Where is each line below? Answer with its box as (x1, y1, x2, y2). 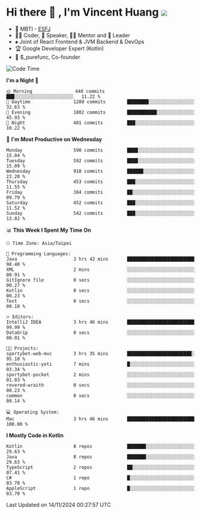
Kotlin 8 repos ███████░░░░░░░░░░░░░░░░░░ (6, 443, 195, 449)
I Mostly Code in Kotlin (6, 432, 64, 439)
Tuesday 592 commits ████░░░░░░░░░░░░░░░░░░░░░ (6, 157, 195, 164)
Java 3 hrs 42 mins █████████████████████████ (6, 256, 195, 262)
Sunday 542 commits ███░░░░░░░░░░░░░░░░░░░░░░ (6, 210, 195, 216)
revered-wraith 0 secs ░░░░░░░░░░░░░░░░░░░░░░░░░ (6, 382, 195, 388)
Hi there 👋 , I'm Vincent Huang (6, 5, 159, 19)
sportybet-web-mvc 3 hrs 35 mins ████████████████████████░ (6, 351, 195, 357)
